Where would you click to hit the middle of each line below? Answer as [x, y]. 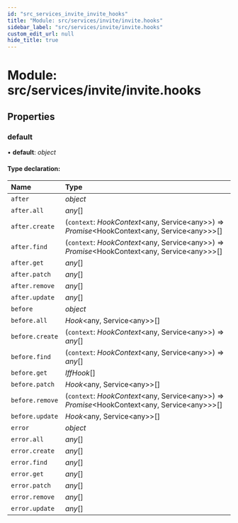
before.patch [33, 385]
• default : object [32, 152]
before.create [35, 337]
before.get [29, 373]
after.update [33, 298]
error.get [27, 474]
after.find [29, 247]
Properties [31, 117]
